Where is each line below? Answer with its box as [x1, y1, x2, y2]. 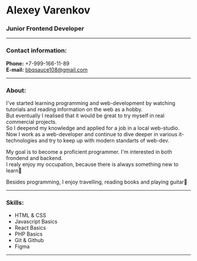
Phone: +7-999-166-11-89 [6, 60, 70, 67]
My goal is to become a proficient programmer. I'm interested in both [6, 148, 172, 155]
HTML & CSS [14, 212, 46, 219]
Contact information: [6, 46, 67, 55]
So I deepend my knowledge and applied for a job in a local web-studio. [6, 124, 180, 132]
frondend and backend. [6, 155, 63, 162]
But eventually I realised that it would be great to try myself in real [6, 112, 165, 119]
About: [6, 86, 26, 94]
